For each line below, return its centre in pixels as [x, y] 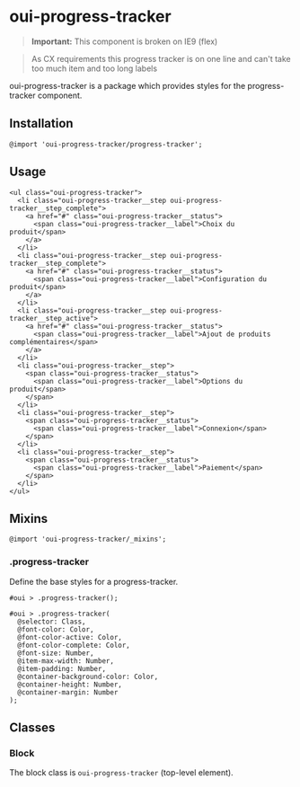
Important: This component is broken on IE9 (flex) [124, 41]
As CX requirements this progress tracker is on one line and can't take [161, 58]
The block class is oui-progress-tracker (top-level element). [121, 773]
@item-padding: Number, [62, 668]
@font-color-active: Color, [70, 637]
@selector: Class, [52, 622]
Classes [32, 728]
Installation [41, 124]
